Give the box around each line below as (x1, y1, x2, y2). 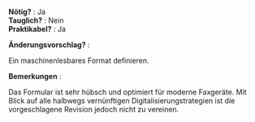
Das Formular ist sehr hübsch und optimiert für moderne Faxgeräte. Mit (8, 87, 247, 97)
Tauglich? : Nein (8, 15, 64, 25)
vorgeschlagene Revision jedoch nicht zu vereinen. (8, 105, 179, 114)
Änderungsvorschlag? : (8, 40, 90, 50)
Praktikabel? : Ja (8, 24, 67, 33)
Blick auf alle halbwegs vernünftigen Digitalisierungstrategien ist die (8, 96, 236, 105)
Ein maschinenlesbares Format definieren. (8, 56, 149, 65)
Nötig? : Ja (8, 7, 46, 16)
